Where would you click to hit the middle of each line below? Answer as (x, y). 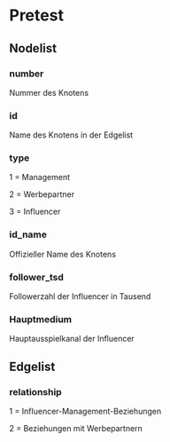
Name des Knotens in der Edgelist (71, 135)
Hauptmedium (41, 319)
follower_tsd (37, 277)
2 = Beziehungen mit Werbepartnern (76, 429)
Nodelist (33, 48)
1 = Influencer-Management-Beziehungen (85, 411)
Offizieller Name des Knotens (63, 254)
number (27, 74)
